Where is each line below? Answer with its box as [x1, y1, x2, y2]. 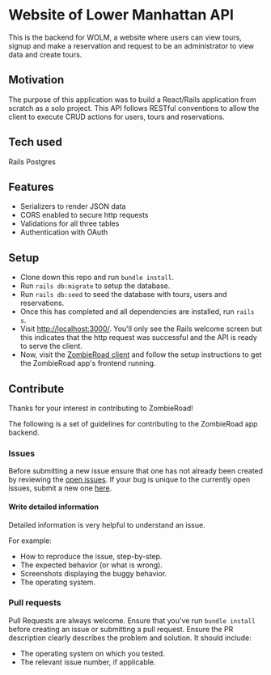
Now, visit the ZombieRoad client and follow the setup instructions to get [19, 350, 262, 359]
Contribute [8, 382, 65, 396]
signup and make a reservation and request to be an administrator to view [8, 40, 255, 50]
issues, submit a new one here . [8, 483, 112, 493]
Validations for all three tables [19, 219, 120, 228]
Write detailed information [8, 502, 100, 512]
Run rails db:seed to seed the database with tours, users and [19, 290, 227, 299]
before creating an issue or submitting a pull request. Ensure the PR [8, 624, 234, 634]
